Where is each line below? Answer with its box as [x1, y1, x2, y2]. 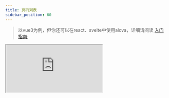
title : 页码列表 [5, 7, 37, 13]
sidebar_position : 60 [5, 12, 52, 17]
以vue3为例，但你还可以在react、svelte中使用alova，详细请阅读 [17, 27, 154, 33]
